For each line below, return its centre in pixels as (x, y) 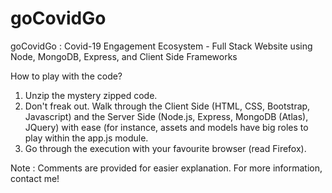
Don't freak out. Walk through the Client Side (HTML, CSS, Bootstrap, (167, 106)
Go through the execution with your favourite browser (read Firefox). (165, 148)
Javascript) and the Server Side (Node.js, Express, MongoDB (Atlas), (166, 116)
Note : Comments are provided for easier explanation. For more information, (166, 168)
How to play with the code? (66, 76)
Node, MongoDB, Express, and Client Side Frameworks (124, 56)
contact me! (35, 178)
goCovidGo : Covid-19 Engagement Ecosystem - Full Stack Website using (161, 46)
